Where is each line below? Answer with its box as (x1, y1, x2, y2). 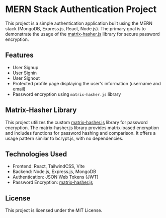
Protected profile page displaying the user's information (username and (12, 80, 161, 86)
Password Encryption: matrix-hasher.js (12, 179, 93, 185)
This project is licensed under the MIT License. (5, 207, 103, 213)
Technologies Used (5, 150, 67, 158)
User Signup (12, 64, 39, 70)
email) (12, 86, 26, 92)
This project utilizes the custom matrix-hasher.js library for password (5, 119, 148, 125)
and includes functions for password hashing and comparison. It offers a (5, 130, 156, 136)
